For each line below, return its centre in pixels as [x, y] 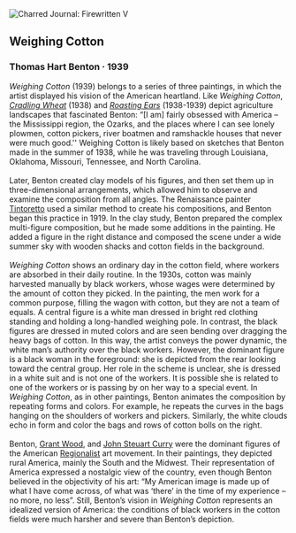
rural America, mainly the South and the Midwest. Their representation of [142, 462]
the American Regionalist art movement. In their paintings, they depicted [140, 453]
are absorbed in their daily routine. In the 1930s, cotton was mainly [130, 274]
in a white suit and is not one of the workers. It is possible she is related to [144, 378]
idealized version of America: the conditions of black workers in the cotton [145, 509]
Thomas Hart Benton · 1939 [69, 67]
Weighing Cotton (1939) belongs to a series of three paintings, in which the [145, 86]
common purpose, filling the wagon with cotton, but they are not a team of [144, 302]
